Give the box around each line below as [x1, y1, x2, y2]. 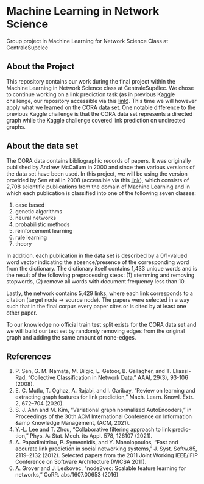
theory [15, 240, 32, 247]
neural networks [15, 214, 57, 221]
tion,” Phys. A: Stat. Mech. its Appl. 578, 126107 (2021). [15, 432, 153, 440]
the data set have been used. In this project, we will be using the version [6, 169, 188, 177]
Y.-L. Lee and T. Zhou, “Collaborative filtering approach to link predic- [15, 425, 191, 433]
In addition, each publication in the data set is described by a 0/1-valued [6, 252, 188, 259]
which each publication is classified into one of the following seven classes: [6, 189, 197, 196]
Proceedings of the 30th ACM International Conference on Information [15, 413, 192, 420]
